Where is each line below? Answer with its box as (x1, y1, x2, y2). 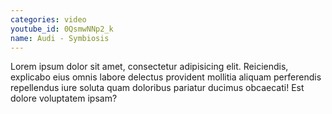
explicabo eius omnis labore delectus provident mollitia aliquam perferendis (10, 71, 322, 83)
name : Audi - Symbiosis (10, 33, 110, 43)
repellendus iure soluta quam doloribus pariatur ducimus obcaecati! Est (10, 82, 305, 94)
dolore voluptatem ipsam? (10, 92, 118, 105)
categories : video (10, 14, 87, 25)
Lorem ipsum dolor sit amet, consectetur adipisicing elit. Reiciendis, (10, 61, 289, 73)
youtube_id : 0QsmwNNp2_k (10, 24, 114, 34)
